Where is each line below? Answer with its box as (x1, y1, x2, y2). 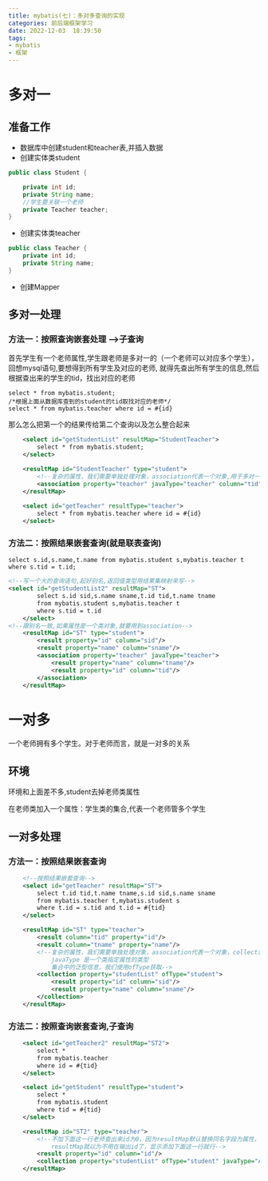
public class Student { (8, 169, 88, 177)
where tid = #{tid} (37, 1106, 102, 1114)
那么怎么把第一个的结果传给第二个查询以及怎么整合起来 (8, 420, 190, 429)
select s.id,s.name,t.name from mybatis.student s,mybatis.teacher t (8, 557, 245, 565)
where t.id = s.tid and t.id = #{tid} (37, 904, 166, 912)
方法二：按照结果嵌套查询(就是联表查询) (8, 537, 162, 549)
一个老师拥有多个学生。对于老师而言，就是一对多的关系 (8, 739, 190, 748)
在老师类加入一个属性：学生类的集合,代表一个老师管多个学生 (8, 804, 207, 814)
